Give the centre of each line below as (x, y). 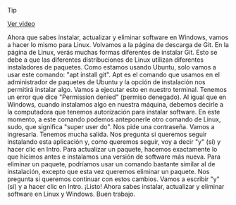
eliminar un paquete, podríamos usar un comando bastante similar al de (111, 164)
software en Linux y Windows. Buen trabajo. (72, 194)
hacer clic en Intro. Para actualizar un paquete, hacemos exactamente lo (112, 149)
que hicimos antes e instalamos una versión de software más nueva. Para (114, 157)
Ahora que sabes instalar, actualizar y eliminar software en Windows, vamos (118, 37)
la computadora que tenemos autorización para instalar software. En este (114, 112)
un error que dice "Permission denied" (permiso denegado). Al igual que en (117, 97)
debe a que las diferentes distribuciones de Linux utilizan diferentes (106, 60)
